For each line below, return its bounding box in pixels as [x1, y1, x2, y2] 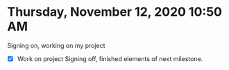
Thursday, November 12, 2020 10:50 [7, 4, 222, 20]
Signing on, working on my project [7, 41, 105, 49]
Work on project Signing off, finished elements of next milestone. [17, 54, 203, 62]
